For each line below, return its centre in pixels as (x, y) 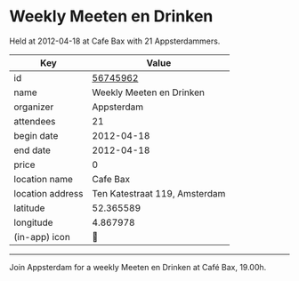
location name (43, 179)
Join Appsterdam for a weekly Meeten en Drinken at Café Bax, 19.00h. (138, 267)
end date (32, 150)
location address (48, 193)
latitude (29, 208)
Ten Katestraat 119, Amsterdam (159, 193)
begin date (36, 135)
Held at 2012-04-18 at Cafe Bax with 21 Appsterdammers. (115, 41)
